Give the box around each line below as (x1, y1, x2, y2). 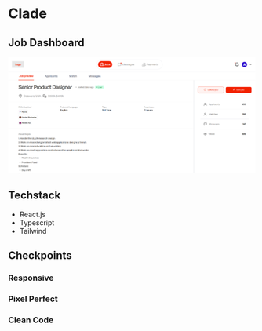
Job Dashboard (8, 36, 85, 49)
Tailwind (19, 226, 47, 235)
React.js (19, 209, 46, 219)
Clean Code (8, 315, 54, 326)
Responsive (8, 272, 54, 283)
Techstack (8, 189, 61, 202)
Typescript (19, 217, 55, 227)
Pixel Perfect (8, 293, 58, 304)
